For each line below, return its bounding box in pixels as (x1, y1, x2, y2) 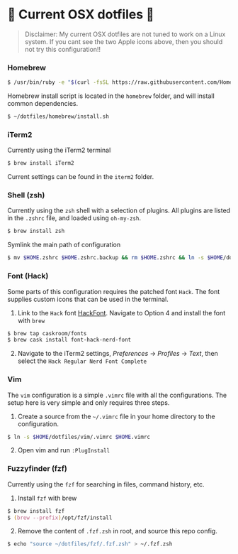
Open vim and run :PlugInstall (17, 446, 110, 455)
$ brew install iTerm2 (7, 160, 74, 167)
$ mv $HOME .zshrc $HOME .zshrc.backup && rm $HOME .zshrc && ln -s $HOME (7, 254, 223, 261)
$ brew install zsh (7, 227, 65, 235)
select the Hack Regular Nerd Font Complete (17, 357, 147, 365)
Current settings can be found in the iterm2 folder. (7, 173, 154, 181)
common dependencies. (7, 99, 79, 108)
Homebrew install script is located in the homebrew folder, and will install (7, 92, 215, 100)
